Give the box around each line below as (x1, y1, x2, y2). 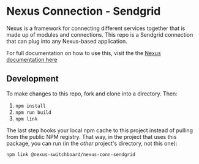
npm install (15, 103, 46, 109)
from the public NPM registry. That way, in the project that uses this (6, 133, 177, 140)
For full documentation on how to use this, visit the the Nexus (6, 49, 161, 56)
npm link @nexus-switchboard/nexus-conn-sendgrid (6, 151, 136, 157)
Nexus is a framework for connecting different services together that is (6, 24, 186, 32)
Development (6, 73, 59, 84)
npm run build (15, 109, 51, 116)
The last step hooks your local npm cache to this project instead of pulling (6, 127, 193, 134)
